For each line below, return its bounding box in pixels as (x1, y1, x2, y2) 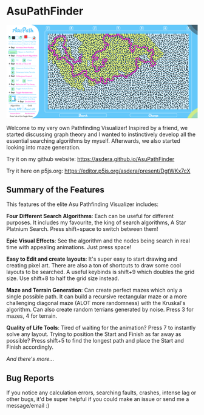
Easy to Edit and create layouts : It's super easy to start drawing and (6, 255, 178, 262)
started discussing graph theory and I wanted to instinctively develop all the (6, 131, 196, 138)
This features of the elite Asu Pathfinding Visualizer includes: (6, 201, 159, 208)
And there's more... (6, 355, 55, 363)
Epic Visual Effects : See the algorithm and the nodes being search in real (6, 237, 190, 244)
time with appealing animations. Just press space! (6, 244, 132, 251)
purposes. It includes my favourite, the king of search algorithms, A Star (6, 219, 186, 226)
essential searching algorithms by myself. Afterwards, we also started (6, 137, 180, 144)
